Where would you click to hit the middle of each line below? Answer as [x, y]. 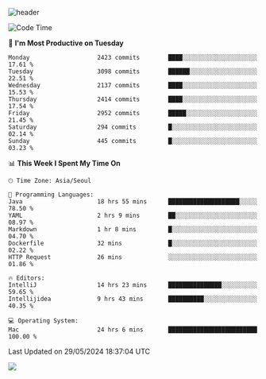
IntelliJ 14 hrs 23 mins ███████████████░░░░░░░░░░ [133, 285]
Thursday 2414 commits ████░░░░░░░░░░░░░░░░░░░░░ [133, 99]
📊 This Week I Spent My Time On [64, 163]
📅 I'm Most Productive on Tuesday [66, 43]
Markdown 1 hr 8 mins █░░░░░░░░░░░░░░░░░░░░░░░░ [133, 230]
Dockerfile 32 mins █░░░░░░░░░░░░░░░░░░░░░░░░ [133, 243]
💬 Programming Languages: [51, 195]
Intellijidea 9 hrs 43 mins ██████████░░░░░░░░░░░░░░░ [133, 299]
